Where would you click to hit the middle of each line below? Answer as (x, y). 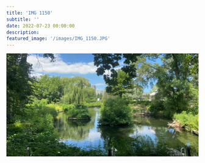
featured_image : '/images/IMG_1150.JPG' (59, 39)
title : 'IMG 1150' (30, 13)
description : (23, 32)
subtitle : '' (23, 19)
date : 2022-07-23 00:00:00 (41, 26)
